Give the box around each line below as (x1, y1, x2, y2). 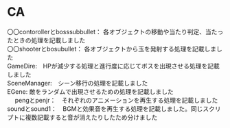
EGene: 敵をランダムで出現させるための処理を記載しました (7, 87, 174, 96)
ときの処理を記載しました (12, 36, 86, 44)
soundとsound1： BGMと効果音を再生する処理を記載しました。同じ (7, 104, 203, 113)
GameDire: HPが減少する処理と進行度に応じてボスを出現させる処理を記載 (7, 62, 220, 70)
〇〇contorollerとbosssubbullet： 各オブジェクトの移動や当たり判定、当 (7, 27, 211, 36)
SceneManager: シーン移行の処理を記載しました (7, 79, 148, 87)
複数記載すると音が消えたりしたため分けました (25, 113, 158, 121)
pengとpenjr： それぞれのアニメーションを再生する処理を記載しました (14, 96, 218, 104)
